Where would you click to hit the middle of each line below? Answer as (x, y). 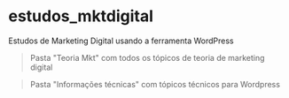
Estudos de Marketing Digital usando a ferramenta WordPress (121, 41)
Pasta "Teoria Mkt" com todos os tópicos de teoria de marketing (147, 57)
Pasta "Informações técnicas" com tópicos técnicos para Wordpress (155, 84)
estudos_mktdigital (81, 16)
